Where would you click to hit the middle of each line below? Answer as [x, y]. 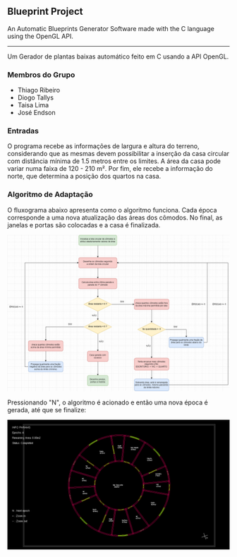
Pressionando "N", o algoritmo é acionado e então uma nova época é [108, 402]
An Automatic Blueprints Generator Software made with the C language [111, 28]
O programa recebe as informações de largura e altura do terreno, [103, 146]
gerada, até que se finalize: [47, 410]
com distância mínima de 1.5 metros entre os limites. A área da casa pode [114, 161]
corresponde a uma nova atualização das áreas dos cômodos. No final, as [115, 217]
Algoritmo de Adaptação [50, 195]
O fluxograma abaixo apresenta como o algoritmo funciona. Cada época [112, 210]
